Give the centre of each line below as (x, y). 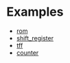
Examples (35, 12)
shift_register (35, 38)
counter (27, 53)
